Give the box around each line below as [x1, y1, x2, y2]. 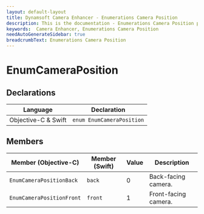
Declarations [6, 88, 56, 98]
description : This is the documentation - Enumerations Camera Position [6, 20, 194, 26]
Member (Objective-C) [11, 158, 80, 167]
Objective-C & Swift [9, 116, 67, 124]
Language [23, 106, 53, 114]
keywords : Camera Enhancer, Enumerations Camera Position [6, 26, 159, 32]
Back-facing [149, 172, 186, 181]
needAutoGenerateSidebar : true [6, 32, 86, 38]
